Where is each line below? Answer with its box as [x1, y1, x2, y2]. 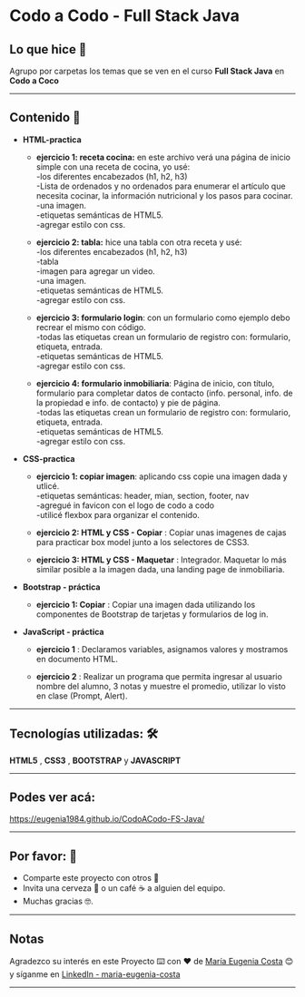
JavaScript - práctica [22, 626, 104, 637]
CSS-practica [22, 453, 75, 464]
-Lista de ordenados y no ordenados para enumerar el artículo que [35, 181, 286, 191]
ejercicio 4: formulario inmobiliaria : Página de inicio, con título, [35, 377, 275, 388]
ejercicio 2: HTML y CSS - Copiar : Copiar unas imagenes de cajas [35, 527, 287, 538]
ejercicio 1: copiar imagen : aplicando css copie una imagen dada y [35, 471, 288, 482]
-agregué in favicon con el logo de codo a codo [35, 500, 215, 511]
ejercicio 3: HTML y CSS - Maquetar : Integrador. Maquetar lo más [35, 554, 288, 565]
